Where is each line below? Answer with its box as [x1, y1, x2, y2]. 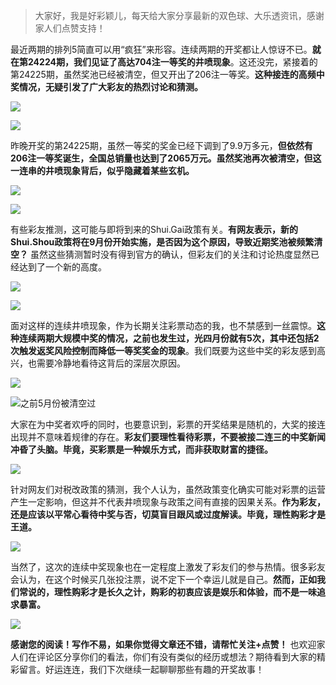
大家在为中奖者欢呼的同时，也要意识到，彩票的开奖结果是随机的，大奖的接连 [10, 419, 326, 430]
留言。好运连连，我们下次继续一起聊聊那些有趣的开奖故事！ [18, 664, 265, 675]
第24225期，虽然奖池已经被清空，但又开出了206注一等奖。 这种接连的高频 [10, 69, 317, 80]
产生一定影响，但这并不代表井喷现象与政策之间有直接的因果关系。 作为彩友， [10, 496, 326, 508]
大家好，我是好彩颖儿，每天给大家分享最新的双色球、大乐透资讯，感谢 [34, 10, 325, 21]
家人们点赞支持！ [34, 22, 106, 34]
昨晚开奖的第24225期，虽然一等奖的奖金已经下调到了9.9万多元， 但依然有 [10, 140, 313, 151]
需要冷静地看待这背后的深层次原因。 [36, 357, 186, 369]
